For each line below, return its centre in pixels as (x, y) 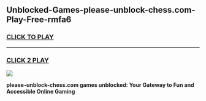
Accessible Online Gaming (41, 91)
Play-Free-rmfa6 (39, 20)
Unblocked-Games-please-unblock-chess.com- (101, 10)
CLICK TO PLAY (30, 37)
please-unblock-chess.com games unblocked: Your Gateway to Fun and (100, 84)
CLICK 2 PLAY (28, 60)
